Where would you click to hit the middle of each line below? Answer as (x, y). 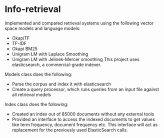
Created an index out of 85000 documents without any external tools (83, 114)
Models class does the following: (38, 74)
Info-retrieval (33, 9)
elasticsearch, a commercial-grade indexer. (56, 64)
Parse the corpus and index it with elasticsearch (61, 84)
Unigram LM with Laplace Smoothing (50, 54)
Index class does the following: (36, 104)
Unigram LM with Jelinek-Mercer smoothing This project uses (75, 59)
